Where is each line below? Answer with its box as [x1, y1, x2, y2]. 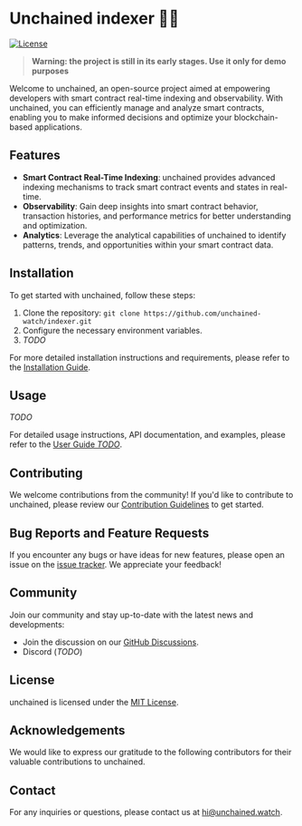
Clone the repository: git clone [22, 307, 140, 318]
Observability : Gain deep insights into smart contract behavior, [22, 200, 259, 211]
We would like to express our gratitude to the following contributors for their [9, 747, 292, 758]
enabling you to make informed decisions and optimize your [9, 112, 232, 122]
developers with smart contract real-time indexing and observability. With [9, 92, 283, 103]
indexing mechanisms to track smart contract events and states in [22, 181, 269, 192]
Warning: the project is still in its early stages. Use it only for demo [31, 55, 287, 66]
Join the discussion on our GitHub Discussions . [22, 637, 199, 647]
